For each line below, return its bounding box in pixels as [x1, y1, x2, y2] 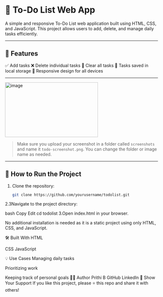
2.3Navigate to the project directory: [5, 201, 78, 207]
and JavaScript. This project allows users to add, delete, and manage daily [5, 25, 154, 31]
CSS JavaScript [5, 246, 36, 252]
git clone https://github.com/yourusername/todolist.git [12, 192, 130, 197]
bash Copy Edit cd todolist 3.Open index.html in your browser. [5, 210, 129, 216]
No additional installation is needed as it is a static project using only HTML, [5, 220, 156, 226]
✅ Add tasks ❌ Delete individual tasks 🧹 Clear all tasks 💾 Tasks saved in [5, 62, 149, 68]
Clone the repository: [12, 183, 55, 189]
